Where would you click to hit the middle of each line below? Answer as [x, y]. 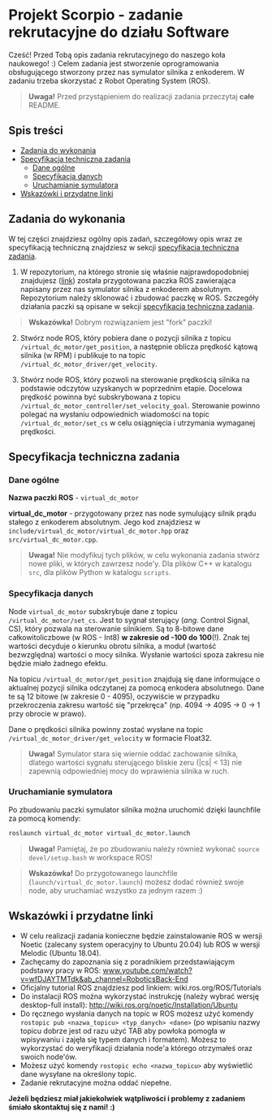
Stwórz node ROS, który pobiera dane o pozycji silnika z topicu [125, 338]
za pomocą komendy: [45, 818]
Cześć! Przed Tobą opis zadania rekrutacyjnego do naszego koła [117, 54]
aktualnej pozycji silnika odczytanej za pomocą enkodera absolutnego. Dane [136, 687]
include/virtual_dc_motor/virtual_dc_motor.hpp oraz [99, 531]
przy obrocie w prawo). [47, 713]
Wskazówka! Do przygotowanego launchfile [103, 873]
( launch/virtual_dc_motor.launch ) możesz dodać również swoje [136, 882]
